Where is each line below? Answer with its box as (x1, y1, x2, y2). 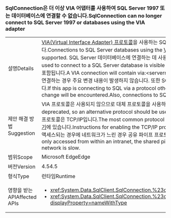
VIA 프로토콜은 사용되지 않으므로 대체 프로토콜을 (41, 101, 151, 108)
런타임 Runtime (41, 173, 75, 180)
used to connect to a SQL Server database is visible (41, 62, 165, 69)
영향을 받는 (8, 187, 33, 194)
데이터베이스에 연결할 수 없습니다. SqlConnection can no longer (11, 12, 162, 19)
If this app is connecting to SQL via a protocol (47, 85, 156, 92)
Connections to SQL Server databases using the (47, 46, 163, 54)
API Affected (8, 193, 37, 201)
